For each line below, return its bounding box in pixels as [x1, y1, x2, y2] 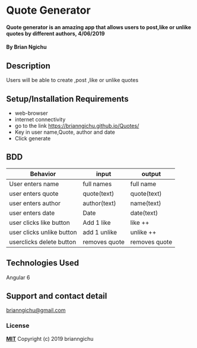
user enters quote [9, 189, 59, 197]
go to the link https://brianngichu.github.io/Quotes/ [14, 123, 139, 129]
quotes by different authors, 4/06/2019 [6, 30, 105, 37]
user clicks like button [9, 218, 70, 227]
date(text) [130, 209, 158, 217]
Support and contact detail [6, 291, 107, 301]
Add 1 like [82, 218, 111, 227]
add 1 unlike [82, 228, 117, 236]
